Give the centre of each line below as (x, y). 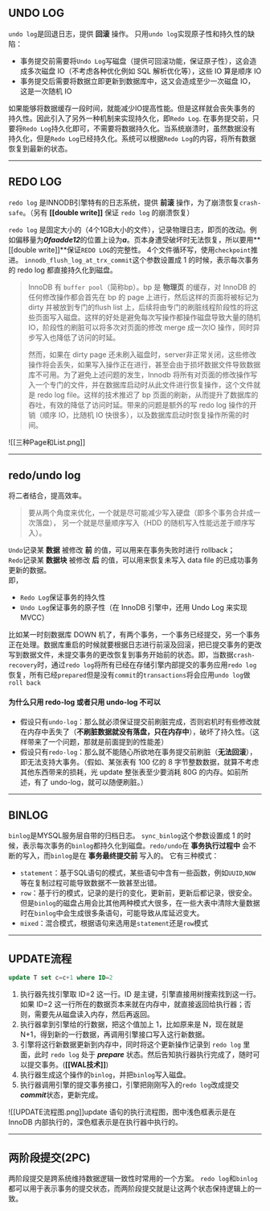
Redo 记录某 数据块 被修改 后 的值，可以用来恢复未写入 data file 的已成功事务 (133, 560)
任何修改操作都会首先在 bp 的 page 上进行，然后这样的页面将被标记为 (143, 297)
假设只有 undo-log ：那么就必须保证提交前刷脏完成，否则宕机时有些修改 (137, 721)
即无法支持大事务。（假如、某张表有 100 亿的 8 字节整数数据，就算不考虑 (139, 761)
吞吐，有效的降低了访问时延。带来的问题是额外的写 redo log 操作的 (139, 404)
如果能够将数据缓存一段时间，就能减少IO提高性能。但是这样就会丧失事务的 (132, 108)
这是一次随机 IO (46, 91)
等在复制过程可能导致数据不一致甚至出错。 (90, 883)
